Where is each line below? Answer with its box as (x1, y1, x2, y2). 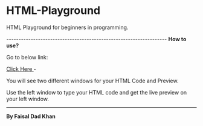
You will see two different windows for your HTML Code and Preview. (6, 77, 179, 84)
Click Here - (6, 65, 36, 73)
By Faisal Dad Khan (6, 113, 56, 120)
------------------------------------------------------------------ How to (6, 35, 187, 42)
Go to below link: (6, 53, 48, 61)
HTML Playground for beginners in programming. (6, 24, 129, 31)
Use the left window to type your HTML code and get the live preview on (6, 88, 187, 96)
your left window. (6, 95, 50, 102)
